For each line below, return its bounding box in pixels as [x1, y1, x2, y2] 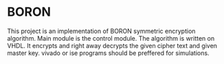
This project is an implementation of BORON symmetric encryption [7, 27, 196, 35]
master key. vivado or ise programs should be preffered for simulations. [7, 49, 210, 57]
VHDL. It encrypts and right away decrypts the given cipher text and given [7, 41, 218, 50]
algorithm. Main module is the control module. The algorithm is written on [7, 34, 215, 42]
